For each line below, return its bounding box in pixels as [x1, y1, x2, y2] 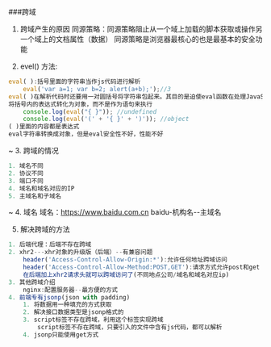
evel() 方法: [19, 61, 58, 71]
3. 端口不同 [8, 177, 44, 185]
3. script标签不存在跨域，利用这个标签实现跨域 [23, 316, 164, 324]
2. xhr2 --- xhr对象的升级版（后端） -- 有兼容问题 [8, 249, 153, 257]
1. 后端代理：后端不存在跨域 [8, 240, 92, 249]
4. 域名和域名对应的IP [8, 184, 75, 192]
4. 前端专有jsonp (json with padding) [8, 293, 131, 301]
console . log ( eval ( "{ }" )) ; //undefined [23, 107, 157, 115]
